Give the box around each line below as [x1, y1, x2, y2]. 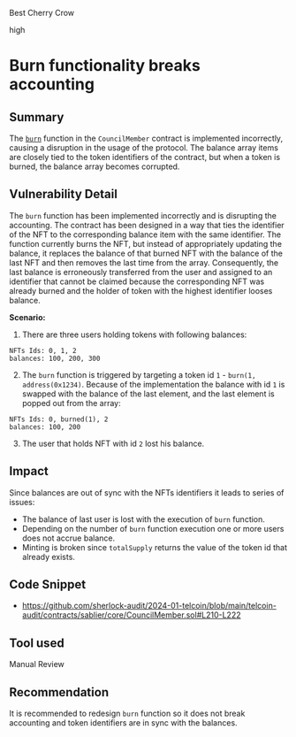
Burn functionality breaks [9, 56, 201, 76]
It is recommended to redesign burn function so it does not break [9, 708, 246, 719]
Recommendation [9, 685, 109, 700]
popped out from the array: [21, 397, 121, 408]
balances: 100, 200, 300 [9, 354, 101, 363]
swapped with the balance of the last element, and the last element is [21, 388, 276, 399]
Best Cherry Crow [9, 8, 75, 18]
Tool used [9, 635, 65, 650]
